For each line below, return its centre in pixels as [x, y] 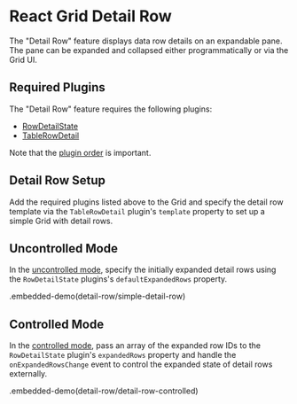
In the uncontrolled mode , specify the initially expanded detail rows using [143, 270]
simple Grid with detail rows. [61, 221]
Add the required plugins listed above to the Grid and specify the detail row [146, 202]
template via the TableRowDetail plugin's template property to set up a [137, 211]
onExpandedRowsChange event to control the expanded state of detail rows [141, 364]
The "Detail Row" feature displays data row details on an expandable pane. [146, 41]
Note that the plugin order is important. [80, 152]
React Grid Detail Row [91, 16]
